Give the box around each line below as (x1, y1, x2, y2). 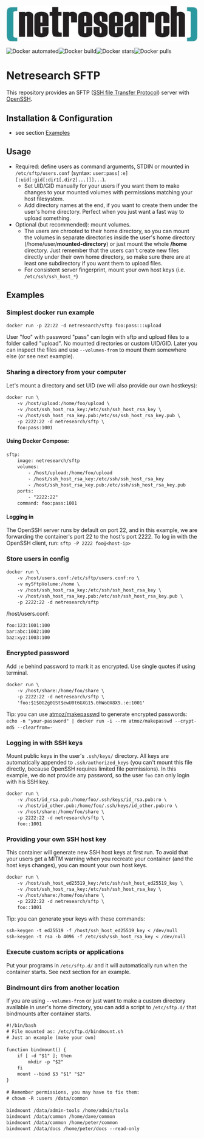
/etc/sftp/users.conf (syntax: (15, 169, 92, 176)
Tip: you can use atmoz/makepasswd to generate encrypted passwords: (6, 710, 188, 718)
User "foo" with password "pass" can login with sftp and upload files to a (6, 333, 189, 341)
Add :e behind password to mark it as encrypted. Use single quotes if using (6, 663, 195, 670)
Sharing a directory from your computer (6, 368, 126, 376)
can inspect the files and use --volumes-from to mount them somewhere (6, 346, 187, 353)
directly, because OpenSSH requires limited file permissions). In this (6, 765, 177, 772)
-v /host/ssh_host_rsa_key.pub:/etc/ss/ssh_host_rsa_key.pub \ (17, 412, 181, 418)
